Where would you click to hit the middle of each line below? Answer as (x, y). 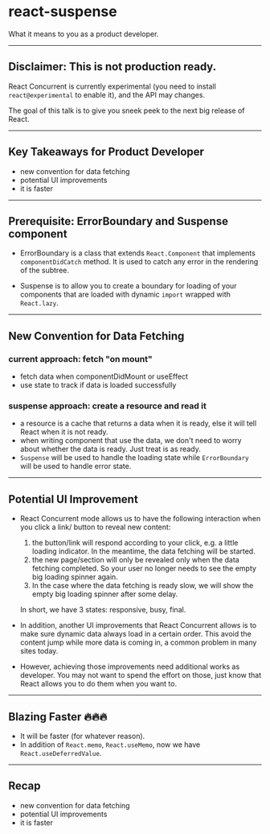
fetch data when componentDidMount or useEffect (104, 376)
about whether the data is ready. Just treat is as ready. (110, 449)
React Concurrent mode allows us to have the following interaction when (140, 519)
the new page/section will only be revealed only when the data (135, 560)
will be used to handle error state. (76, 467)
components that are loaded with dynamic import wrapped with (125, 295)
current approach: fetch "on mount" (80, 359)
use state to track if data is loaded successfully (98, 385)
